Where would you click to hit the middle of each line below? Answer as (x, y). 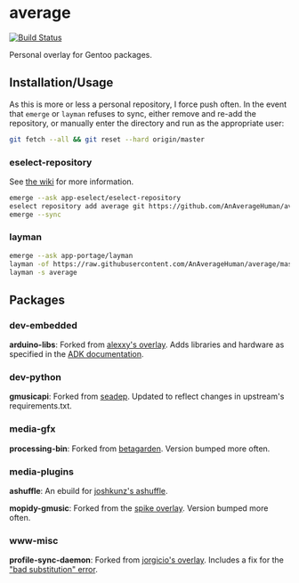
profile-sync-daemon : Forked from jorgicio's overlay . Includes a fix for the (147, 560)
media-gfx (32, 429)
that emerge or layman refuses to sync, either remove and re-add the (133, 113)
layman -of (29, 264)
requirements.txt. (41, 406)
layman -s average (43, 272)
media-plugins (41, 472)
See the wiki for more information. (72, 182)
